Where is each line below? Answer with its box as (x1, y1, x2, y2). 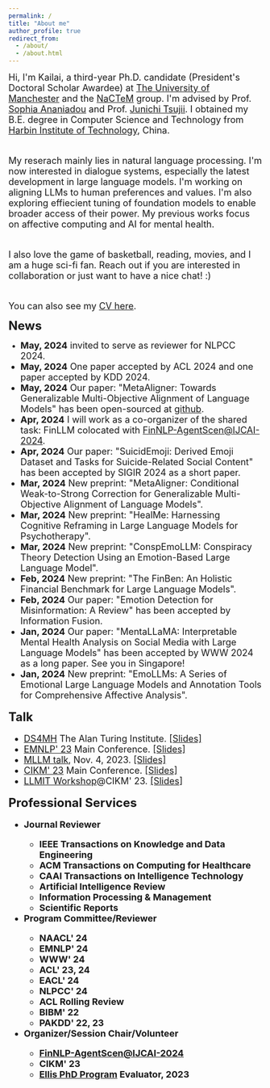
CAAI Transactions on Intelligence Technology (39, 870, 244, 881)
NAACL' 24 (39, 932, 88, 943)
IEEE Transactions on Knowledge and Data (39, 838, 226, 850)
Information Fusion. (19, 615, 103, 627)
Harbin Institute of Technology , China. (8, 124, 171, 136)
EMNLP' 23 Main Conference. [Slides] (23, 744, 186, 755)
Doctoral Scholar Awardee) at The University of (8, 82, 210, 94)
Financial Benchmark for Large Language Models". (19, 583, 236, 594)
